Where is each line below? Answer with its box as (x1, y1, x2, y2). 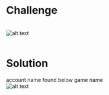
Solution (6, 57, 49, 70)
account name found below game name (6, 76, 104, 83)
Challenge (6, 4, 58, 17)
